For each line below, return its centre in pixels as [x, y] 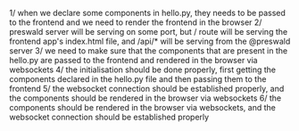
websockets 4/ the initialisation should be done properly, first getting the [143, 70]
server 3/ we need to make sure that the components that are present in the [149, 51]
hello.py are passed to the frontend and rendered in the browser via [133, 60]
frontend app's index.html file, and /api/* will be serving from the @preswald [150, 41]
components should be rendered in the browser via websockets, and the [143, 107]
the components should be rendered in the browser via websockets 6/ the [145, 98]
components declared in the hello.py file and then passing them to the [138, 79]
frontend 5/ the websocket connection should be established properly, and [147, 89]
